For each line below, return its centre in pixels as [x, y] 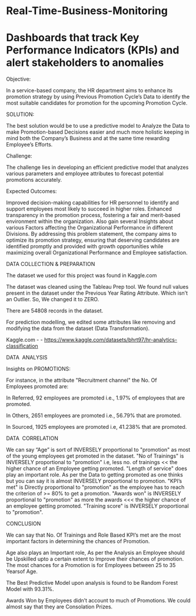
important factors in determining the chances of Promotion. [78, 541]
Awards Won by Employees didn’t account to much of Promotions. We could [98, 601]
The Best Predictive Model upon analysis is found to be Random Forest [92, 583]
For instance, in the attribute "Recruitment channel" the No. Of [82, 380]
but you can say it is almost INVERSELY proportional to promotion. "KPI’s [94, 481]
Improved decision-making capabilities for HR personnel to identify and [93, 203]
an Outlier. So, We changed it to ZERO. [53, 299]
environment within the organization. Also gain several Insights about [90, 221]
